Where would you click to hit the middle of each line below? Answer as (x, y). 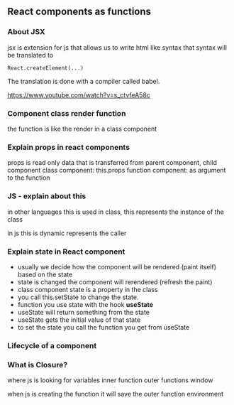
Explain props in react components (68, 147)
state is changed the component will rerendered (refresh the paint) (115, 282)
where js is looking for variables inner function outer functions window (110, 380)
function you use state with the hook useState (85, 304)
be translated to (30, 55)
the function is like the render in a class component (82, 129)
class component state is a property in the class (88, 289)
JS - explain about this (47, 196)
